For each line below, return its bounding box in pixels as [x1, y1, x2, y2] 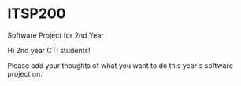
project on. [7, 69, 43, 78]
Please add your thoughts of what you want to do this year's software [7, 60, 234, 70]
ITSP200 [7, 5, 66, 23]
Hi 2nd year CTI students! [7, 45, 91, 55]
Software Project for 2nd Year [7, 30, 104, 40]
